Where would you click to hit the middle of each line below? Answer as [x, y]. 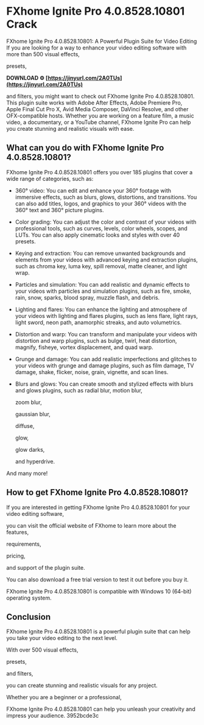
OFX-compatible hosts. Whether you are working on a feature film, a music [100, 116]
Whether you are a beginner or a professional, [64, 697]
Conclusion [29, 616]
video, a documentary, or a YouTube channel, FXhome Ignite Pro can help [99, 122]
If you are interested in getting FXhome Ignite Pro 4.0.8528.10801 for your [98, 507]
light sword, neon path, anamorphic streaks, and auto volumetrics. [98, 322]
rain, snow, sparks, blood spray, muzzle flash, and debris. [87, 297]
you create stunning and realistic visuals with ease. [70, 128]
